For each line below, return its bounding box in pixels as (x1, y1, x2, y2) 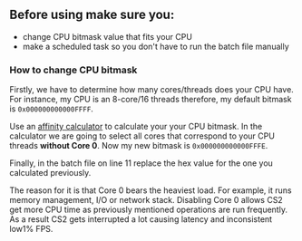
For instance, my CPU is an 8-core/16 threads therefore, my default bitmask (9, 94, 292, 105)
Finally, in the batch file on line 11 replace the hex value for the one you (9, 158, 274, 169)
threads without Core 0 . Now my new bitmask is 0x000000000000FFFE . (9, 140, 268, 151)
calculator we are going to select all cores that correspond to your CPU (9, 130, 275, 141)
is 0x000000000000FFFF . (9, 103, 93, 114)
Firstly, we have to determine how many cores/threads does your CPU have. (9, 84, 295, 95)
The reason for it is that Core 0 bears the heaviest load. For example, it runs (9, 185, 292, 196)
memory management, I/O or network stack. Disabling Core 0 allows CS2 (9, 195, 283, 206)
